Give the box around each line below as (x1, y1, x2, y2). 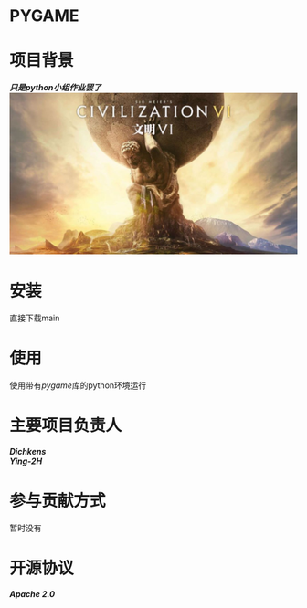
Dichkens (9, 446, 47, 456)
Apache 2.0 (9, 588, 56, 599)
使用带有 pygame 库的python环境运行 (9, 380, 147, 391)
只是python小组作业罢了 (9, 82, 102, 93)
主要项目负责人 (9, 415, 122, 436)
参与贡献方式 (9, 490, 107, 511)
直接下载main (9, 312, 60, 324)
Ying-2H (9, 456, 43, 466)
